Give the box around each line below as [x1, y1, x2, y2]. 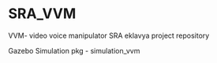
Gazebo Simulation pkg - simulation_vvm [8, 46, 140, 55]
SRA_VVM [8, 5, 77, 23]
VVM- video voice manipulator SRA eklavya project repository [8, 31, 210, 40]
